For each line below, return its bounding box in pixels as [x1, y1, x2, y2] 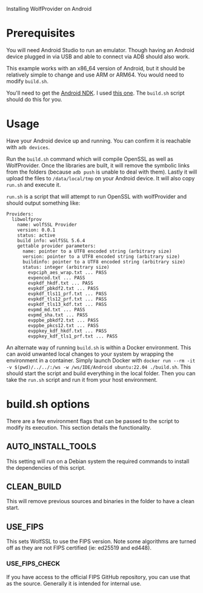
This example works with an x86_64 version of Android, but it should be [6, 64, 185, 72]
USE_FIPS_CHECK [6, 560, 61, 568]
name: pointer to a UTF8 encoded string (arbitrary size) [22, 248, 172, 254]
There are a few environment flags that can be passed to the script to [6, 417, 180, 424]
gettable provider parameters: [17, 243, 96, 249]
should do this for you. [6, 95, 62, 103]
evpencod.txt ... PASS [28, 274, 85, 281]
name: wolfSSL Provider [17, 222, 78, 228]
